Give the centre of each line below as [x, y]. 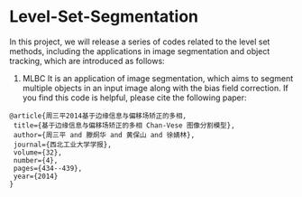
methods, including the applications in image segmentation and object [140, 51]
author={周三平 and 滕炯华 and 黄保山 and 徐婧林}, [104, 135]
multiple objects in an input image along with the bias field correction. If [155, 88]
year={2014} [36, 176]
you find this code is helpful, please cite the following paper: [134, 98]
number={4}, [36, 160]
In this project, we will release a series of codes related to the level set [140, 42]
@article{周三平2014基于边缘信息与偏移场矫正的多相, [98, 116]
